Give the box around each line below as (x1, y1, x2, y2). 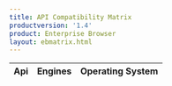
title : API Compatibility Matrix (9, 12, 132, 22)
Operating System (79, 65, 159, 77)
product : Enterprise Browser (9, 29, 116, 38)
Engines (36, 65, 72, 77)
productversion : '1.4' (9, 21, 93, 30)
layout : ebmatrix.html (9, 37, 93, 47)
